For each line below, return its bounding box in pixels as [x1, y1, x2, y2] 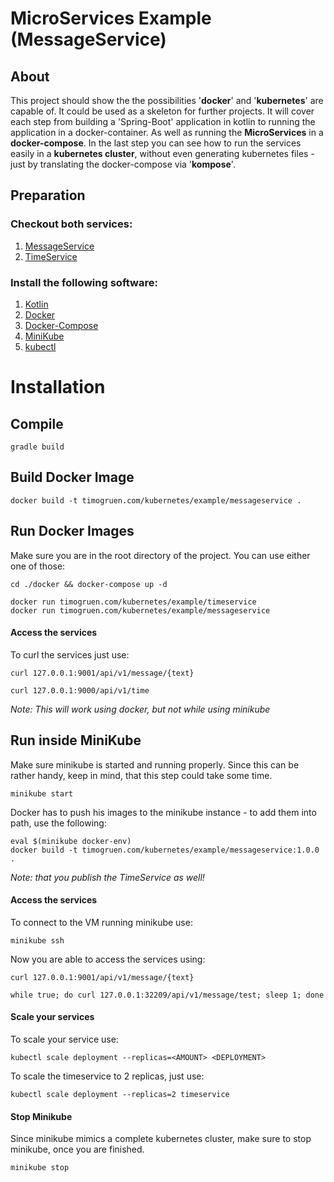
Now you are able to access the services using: [10, 953, 206, 965]
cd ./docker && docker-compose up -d [10, 579, 168, 589]
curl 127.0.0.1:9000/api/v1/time [10, 685, 150, 696]
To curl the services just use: [10, 648, 130, 661]
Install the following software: [10, 275, 158, 289]
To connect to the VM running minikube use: [10, 916, 193, 928]
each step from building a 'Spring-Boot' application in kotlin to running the [10, 116, 316, 127]
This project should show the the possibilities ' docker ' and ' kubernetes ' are [10, 95, 324, 106]
